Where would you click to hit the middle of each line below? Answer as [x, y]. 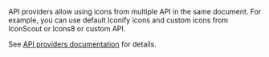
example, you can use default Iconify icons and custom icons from [118, 20]
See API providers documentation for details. [82, 44]
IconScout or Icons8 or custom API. [67, 28]
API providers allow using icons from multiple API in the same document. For [135, 12]
